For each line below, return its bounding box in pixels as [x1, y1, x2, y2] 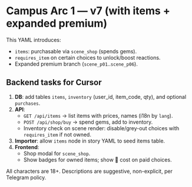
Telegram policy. [6, 173, 47, 181]
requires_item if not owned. [23, 131, 91, 138]
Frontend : [14, 143, 39, 150]
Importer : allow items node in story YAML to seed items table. [14, 137, 165, 144]
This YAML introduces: [6, 36, 61, 43]
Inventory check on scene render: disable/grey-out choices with [23, 124, 180, 131]
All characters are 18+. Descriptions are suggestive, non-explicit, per [6, 167, 173, 175]
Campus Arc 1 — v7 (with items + [6, 4, 171, 18]
